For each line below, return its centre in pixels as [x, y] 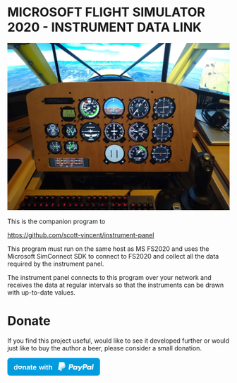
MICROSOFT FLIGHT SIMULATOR [107, 12]
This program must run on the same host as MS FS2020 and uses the [108, 249]
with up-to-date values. [42, 292]
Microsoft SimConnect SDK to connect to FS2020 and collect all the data [113, 256]
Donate [29, 321]
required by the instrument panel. [56, 264]
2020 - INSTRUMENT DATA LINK [105, 27]
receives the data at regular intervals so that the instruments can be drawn [116, 285]
